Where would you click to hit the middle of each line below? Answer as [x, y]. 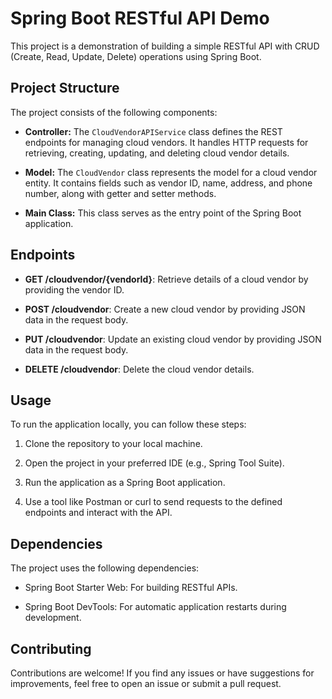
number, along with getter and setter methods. [120, 193]
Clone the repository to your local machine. [113, 444]
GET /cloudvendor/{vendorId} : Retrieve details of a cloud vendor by [166, 279]
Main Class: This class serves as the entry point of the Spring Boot [163, 213]
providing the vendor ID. [74, 289]
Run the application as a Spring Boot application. [125, 483]
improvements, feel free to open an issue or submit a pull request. [146, 683]
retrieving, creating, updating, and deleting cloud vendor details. [157, 153]
